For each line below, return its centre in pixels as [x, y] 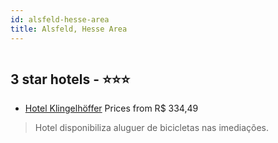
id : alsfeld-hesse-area [60, 19]
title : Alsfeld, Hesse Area [69, 29]
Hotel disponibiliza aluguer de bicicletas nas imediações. [152, 128]
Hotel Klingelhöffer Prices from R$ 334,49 [111, 108]
